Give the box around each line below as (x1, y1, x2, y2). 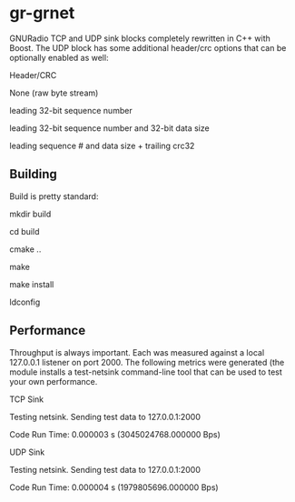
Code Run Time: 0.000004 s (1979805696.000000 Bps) (9, 481, 220, 493)
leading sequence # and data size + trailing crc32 (9, 140, 195, 151)
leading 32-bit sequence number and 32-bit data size (9, 122, 211, 134)
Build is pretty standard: (9, 190, 99, 202)
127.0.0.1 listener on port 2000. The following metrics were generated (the (9, 356, 285, 367)
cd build (9, 226, 40, 236)
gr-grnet (9, 3, 75, 24)
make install (9, 278, 54, 289)
